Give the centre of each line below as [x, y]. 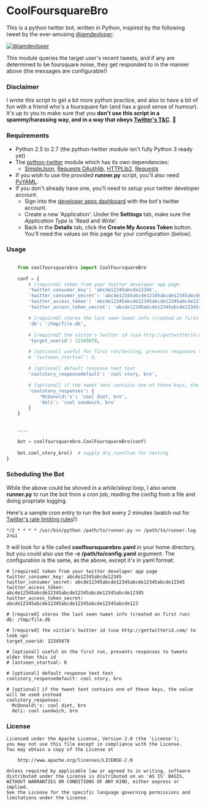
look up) [17, 636]
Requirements [28, 135]
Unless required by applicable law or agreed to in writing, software [98, 771]
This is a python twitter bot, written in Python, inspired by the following [96, 28]
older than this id [31, 657]
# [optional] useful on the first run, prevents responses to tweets [97, 652]
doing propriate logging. [37, 501]
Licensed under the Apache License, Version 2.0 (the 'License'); [93, 739]
